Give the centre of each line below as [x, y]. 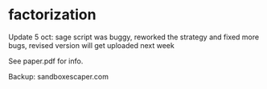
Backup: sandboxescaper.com [58, 76]
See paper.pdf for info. [46, 61]
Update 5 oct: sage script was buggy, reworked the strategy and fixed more [134, 37]
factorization [52, 15]
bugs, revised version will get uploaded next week [91, 45]
